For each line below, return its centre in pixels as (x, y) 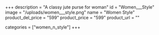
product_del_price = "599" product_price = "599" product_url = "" (72, 17)
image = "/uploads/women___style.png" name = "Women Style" (70, 12)
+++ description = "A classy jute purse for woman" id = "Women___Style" (80, 7)
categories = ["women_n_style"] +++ (43, 27)
